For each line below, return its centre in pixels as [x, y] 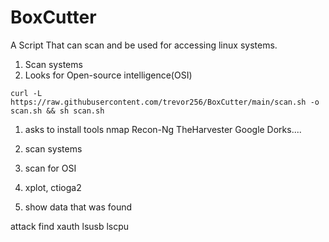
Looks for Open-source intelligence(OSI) [108, 75]
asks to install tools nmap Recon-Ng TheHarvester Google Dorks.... [163, 129]
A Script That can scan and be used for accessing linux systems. [144, 45]
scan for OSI [50, 168]
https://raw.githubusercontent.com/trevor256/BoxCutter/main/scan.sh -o [165, 102]
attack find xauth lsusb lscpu [70, 226]
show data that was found [78, 207]
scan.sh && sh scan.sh [57, 111]
